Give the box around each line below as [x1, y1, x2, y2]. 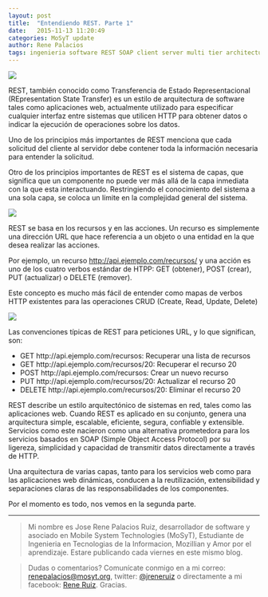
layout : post [8, 11, 52, 20]
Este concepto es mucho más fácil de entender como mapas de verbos [8, 288, 243, 298]
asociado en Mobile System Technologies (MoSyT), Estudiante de [27, 531, 245, 540]
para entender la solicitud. [8, 152, 94, 161]
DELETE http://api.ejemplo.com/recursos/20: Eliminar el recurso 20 [19, 385, 241, 394]
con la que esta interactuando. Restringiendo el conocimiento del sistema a [8, 184, 255, 194]
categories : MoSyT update [8, 34, 94, 42]
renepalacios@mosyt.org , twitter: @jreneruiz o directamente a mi [27, 571, 242, 581]
